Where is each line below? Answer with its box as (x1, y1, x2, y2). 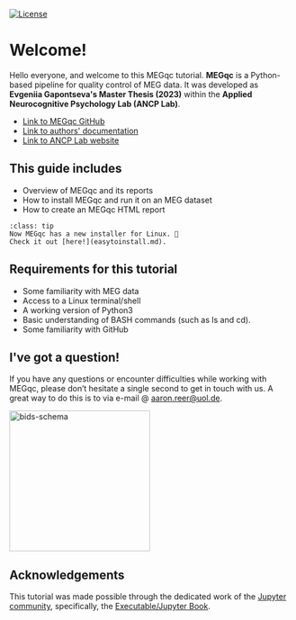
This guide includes (9, 161, 122, 176)
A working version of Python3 (22, 304, 133, 315)
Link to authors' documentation (22, 125, 139, 136)
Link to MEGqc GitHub (22, 115, 105, 126)
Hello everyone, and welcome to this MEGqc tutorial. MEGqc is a (9, 69, 249, 80)
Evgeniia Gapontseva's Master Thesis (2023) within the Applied (9, 88, 253, 99)
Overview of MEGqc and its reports (22, 184, 154, 195)
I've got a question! (9, 349, 120, 364)
